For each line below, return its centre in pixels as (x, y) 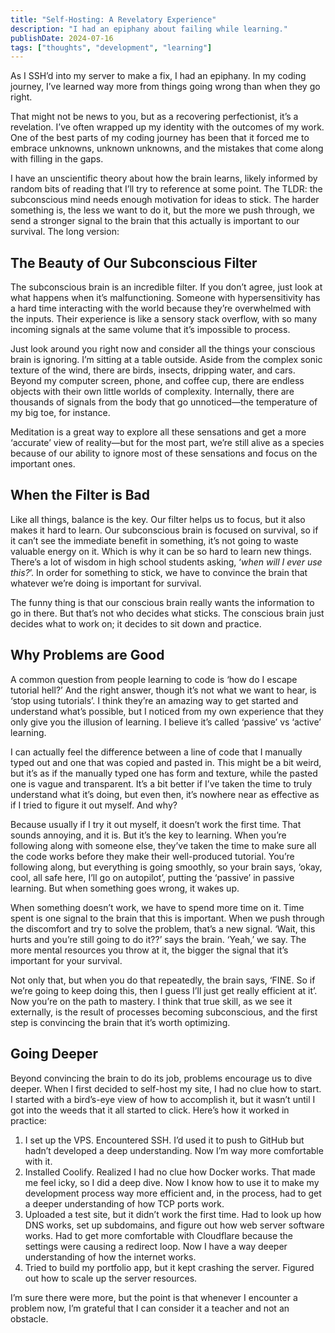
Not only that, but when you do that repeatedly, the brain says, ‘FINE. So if (163, 980)
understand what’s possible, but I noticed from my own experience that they (167, 711)
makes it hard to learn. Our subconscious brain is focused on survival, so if (164, 530)
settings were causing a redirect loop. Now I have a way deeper (156, 1246)
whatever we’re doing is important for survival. (106, 583)
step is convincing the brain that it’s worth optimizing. (120, 1022)
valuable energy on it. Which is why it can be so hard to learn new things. (161, 551)
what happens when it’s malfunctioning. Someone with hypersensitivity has (165, 298)
